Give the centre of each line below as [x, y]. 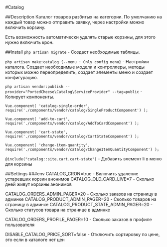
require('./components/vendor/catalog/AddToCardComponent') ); [72, 123]
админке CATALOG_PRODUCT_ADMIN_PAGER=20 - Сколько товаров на [81, 199]
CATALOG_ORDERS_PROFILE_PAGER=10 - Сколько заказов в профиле [79, 219]
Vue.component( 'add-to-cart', [38, 119]
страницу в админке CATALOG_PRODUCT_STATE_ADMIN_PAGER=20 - [79, 204]
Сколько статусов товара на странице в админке [58, 210]
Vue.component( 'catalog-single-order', [48, 106]
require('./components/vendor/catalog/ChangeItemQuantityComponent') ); [82, 149]
